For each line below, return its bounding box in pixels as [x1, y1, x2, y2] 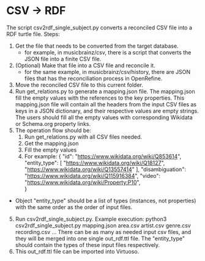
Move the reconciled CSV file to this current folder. [15, 81, 144, 89]
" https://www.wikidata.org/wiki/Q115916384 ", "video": [24, 172, 161, 179]
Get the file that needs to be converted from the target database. [15, 42, 179, 50]
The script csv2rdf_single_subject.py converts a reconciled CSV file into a [6, 24, 193, 31]
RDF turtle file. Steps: [6, 30, 60, 37]
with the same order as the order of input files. [15, 203, 133, 211]
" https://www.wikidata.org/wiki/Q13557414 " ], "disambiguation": [24, 166, 187, 173]
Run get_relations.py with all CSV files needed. [24, 133, 143, 141]
